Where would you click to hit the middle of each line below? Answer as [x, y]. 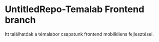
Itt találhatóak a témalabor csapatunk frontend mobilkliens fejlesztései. [79, 34]
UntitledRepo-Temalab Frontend [75, 9]
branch [21, 20]
